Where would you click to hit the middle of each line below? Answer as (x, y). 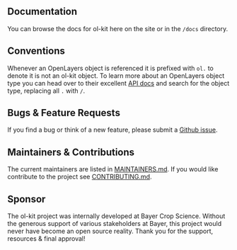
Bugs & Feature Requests (64, 113)
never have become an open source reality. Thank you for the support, (110, 231)
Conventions (36, 51)
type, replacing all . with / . (46, 91)
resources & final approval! (47, 239)
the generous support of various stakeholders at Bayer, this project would (114, 224)
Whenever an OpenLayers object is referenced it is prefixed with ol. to (110, 68)
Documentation (42, 12)
